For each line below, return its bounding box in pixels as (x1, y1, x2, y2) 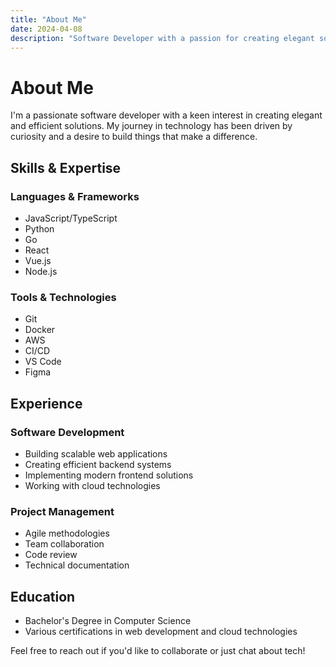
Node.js (24, 266, 58, 277)
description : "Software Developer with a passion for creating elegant (10, 33, 315, 43)
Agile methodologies (24, 527, 110, 540)
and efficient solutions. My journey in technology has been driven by (10, 120, 293, 132)
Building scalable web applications (24, 447, 168, 460)
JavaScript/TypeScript (24, 212, 118, 224)
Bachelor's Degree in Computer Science (24, 615, 192, 627)
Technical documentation (24, 559, 130, 571)
